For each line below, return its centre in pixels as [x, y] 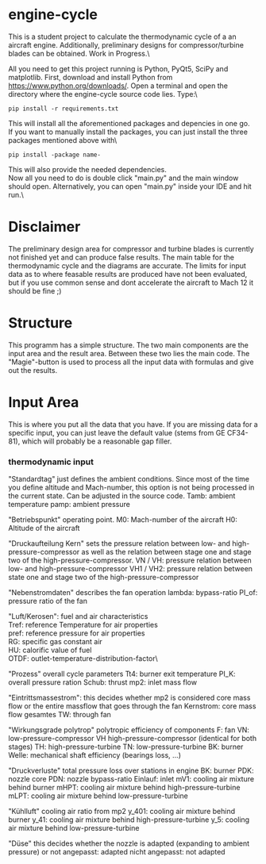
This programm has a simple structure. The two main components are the [128, 345]
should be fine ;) [35, 290]
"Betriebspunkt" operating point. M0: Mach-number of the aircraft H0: [123, 520]
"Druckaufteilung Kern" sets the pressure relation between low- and [119, 543]
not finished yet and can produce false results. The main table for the [121, 257]
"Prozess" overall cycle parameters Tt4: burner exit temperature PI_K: [122, 674]
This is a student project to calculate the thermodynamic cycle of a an [122, 36]
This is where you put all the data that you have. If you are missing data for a [133, 424]
